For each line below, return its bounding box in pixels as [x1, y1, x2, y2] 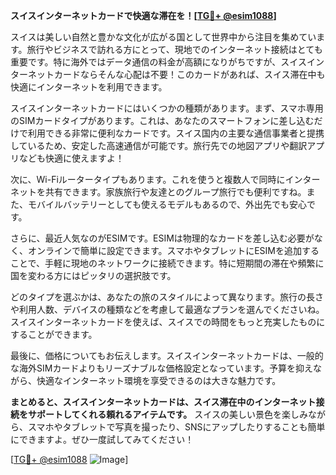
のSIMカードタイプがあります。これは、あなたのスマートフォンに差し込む [10, 115, 315, 126]
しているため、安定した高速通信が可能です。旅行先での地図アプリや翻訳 [10, 140, 308, 151]
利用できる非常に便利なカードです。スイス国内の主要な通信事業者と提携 [27, 127, 325, 139]
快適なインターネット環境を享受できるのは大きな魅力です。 [36, 375, 282, 386]
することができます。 [10, 329, 98, 340]
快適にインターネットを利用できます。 [10, 81, 168, 93]
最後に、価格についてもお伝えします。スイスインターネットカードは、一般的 [10, 350, 324, 361]
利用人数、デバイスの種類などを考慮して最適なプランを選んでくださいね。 [18, 304, 325, 315]
